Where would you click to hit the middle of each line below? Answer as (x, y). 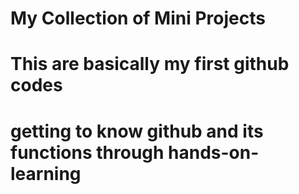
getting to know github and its (137, 131)
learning (46, 173)
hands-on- (214, 152)
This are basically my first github (150, 64)
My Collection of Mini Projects (138, 18)
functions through (87, 152)
